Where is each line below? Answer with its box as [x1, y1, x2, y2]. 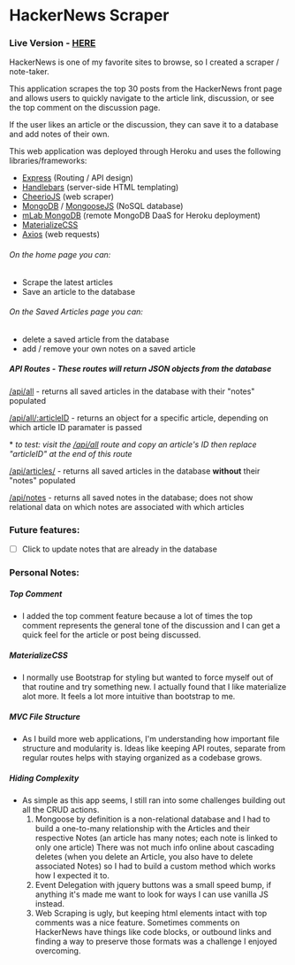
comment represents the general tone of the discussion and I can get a [21, 621, 281, 631]
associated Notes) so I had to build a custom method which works [34, 861, 276, 872]
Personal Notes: [9, 567, 79, 579]
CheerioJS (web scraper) [21, 191, 115, 202]
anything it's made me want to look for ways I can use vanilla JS [34, 889, 269, 899]
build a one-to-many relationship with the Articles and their [34, 823, 250, 834]
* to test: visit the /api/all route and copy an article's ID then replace [9, 439, 258, 450]
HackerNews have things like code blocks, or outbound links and [34, 927, 272, 938]
